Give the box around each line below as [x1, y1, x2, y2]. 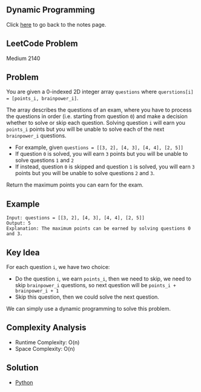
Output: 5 [6, 221, 31, 227]
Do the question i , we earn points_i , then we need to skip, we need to [15, 275, 192, 282]
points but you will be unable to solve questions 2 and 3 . [15, 170, 155, 177]
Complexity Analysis [6, 322, 87, 333]
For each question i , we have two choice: [6, 264, 110, 271]
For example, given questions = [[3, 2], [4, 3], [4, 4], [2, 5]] [15, 144, 183, 151]
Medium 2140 [6, 55, 41, 62]
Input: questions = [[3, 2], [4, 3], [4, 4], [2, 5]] [6, 215, 145, 221]
